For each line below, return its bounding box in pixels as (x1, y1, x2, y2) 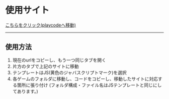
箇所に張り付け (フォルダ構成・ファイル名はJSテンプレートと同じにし (17, 82, 162, 88)
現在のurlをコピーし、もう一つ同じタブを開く (12, 57, 107, 63)
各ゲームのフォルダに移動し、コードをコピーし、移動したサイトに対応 (12, 75, 158, 81)
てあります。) (12, 88, 39, 94)
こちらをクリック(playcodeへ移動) (5, 22, 76, 28)
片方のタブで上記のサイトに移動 (12, 63, 79, 69)
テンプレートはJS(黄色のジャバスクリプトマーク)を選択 (12, 69, 127, 75)
